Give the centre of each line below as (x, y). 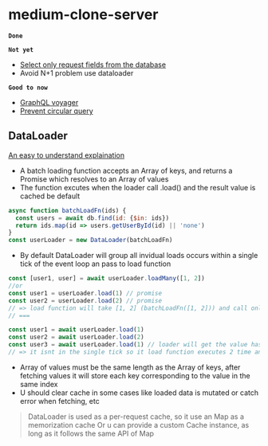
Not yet (21, 49)
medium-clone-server (83, 15)
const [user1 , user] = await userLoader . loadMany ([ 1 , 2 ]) (106, 279)
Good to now (28, 88)
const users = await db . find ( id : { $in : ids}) (93, 218)
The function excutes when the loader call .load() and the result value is (138, 187)
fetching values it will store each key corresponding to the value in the (135, 375)
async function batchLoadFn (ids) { (67, 210)
